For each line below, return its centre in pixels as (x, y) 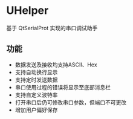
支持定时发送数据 (36, 80)
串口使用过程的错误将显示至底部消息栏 (63, 87)
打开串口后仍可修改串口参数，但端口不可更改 (71, 102)
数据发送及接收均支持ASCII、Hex (56, 65)
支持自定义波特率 (36, 95)
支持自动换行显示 (36, 72)
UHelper (28, 11)
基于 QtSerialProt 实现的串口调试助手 (52, 28)
